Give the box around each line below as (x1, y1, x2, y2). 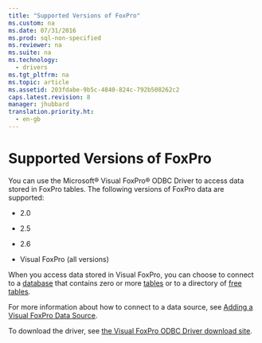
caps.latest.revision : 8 (8, 93, 91, 101)
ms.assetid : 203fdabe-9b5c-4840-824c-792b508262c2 (8, 85, 180, 94)
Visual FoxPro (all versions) (19, 254, 110, 263)
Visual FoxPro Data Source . (8, 310, 98, 320)
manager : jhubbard (8, 100, 69, 108)
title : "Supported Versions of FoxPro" (8, 11, 141, 20)
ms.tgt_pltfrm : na (8, 71, 69, 79)
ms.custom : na (8, 19, 56, 27)
